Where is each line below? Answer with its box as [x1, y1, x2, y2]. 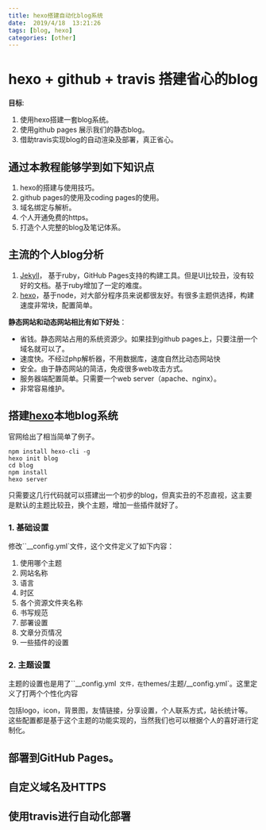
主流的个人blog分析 [8, 248, 105, 262]
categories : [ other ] [8, 33, 77, 42]
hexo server [8, 475, 48, 483]
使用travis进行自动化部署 [8, 810, 131, 824]
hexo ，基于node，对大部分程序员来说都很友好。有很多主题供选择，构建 [19, 290, 255, 300]
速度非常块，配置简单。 [19, 300, 97, 309]
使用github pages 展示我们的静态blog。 [19, 125, 149, 135]
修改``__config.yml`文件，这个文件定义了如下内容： [8, 541, 175, 551]
